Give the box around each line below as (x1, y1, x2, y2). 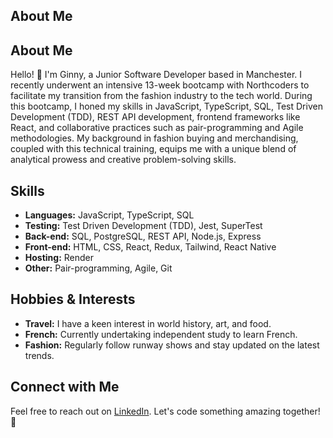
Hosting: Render (24, 252, 95, 264)
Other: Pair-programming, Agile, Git (24, 262, 173, 274)
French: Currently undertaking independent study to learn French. (24, 328, 298, 340)
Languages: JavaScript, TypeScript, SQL (24, 209, 195, 221)
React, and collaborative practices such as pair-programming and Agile (10, 122, 304, 134)
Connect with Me (10, 379, 120, 396)
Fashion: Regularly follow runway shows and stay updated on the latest (24, 339, 320, 351)
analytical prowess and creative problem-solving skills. (10, 154, 237, 166)
